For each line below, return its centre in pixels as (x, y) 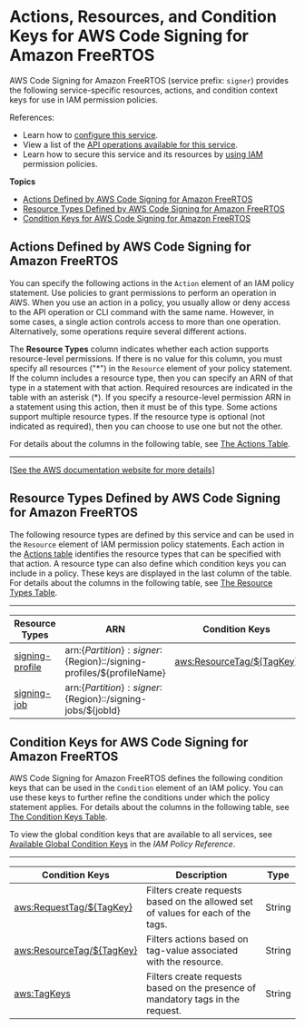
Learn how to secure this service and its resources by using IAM (143, 154)
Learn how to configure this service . (90, 134)
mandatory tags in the (193, 999)
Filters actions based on (197, 939)
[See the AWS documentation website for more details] (112, 470)
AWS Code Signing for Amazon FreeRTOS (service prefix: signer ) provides (149, 80)
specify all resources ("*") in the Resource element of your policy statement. (151, 368)
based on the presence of (202, 988)
